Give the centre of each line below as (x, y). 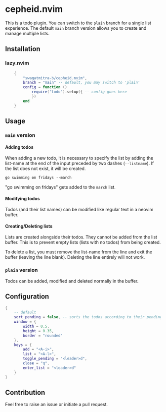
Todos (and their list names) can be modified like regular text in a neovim (79, 210)
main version (20, 135)
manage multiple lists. (27, 33)
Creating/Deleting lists (29, 226)
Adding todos (19, 147)
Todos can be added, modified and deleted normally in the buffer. (72, 281)
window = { (25, 322)
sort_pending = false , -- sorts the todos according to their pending (88, 317)
